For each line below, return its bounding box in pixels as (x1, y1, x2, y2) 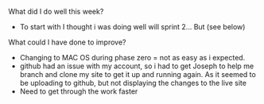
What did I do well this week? (8, 7, 104, 16)
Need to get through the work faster (19, 87, 138, 96)
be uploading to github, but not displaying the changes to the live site (19, 79, 247, 87)
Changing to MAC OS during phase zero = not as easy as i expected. (19, 53, 246, 62)
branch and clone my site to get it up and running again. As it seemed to (19, 70, 256, 79)
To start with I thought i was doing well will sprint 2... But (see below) (19, 22, 246, 31)
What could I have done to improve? (8, 37, 126, 47)
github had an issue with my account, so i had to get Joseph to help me (19, 61, 254, 71)
